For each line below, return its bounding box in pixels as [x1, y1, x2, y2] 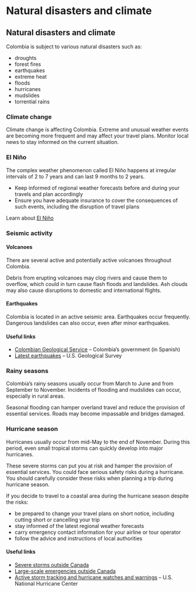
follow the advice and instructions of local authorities [14, 534, 143, 541]
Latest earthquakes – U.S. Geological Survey [14, 352, 122, 359]
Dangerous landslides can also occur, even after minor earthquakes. [6, 319, 171, 327]
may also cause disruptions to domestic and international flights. [6, 287, 162, 294]
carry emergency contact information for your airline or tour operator [14, 529, 181, 536]
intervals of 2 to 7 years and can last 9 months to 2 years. [6, 173, 145, 180]
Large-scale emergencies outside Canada [14, 567, 116, 574]
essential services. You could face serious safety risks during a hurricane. [6, 468, 184, 475]
